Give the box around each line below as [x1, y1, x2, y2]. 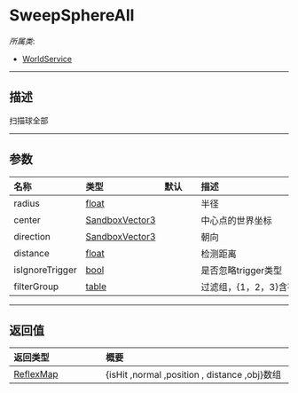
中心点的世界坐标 [200, 214, 272, 226]
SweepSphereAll [9, 5, 135, 26]
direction [13, 230, 51, 242]
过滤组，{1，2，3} [200, 280, 279, 293]
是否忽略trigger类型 [200, 263, 283, 276]
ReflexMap [13, 368, 59, 381]
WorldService [21, 53, 73, 64]
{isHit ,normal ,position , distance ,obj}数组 [106, 369, 282, 381]
